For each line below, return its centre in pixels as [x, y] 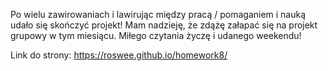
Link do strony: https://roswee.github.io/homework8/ [119, 55]
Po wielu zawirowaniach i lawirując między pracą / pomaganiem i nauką [158, 14]
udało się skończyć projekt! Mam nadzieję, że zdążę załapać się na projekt [164, 25]
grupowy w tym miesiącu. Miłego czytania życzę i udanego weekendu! [156, 35]
